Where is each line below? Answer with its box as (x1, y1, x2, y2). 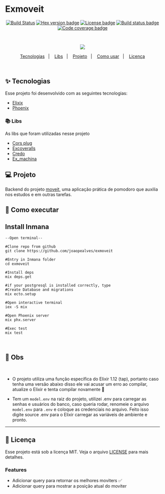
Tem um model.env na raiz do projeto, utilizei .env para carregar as (12, 395, 146, 402)
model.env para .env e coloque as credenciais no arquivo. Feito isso (12, 406, 149, 412)
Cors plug (12, 140, 32, 146)
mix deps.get (5, 274, 32, 279)
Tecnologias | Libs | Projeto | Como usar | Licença (20, 53, 145, 59)
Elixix (12, 99, 23, 105)
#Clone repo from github (5, 244, 56, 249)
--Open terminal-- (5, 235, 43, 241)
